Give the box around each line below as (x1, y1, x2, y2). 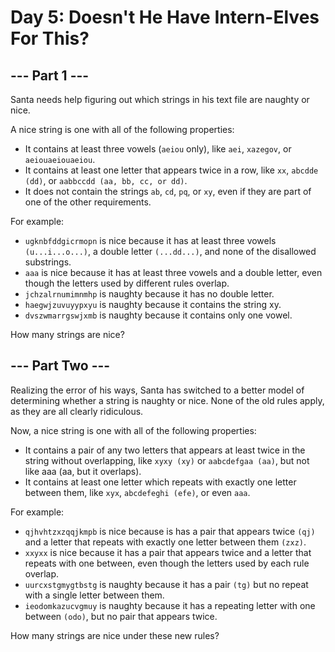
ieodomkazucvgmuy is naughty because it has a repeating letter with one (24, 599, 316, 611)
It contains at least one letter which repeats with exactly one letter (24, 476, 297, 488)
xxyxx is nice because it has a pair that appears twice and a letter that (24, 546, 312, 558)
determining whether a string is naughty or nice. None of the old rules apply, (10, 394, 325, 406)
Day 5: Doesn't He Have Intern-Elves (10, 6, 320, 29)
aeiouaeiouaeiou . (24, 154, 96, 165)
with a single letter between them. (24, 589, 165, 601)
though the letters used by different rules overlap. (24, 277, 230, 289)
